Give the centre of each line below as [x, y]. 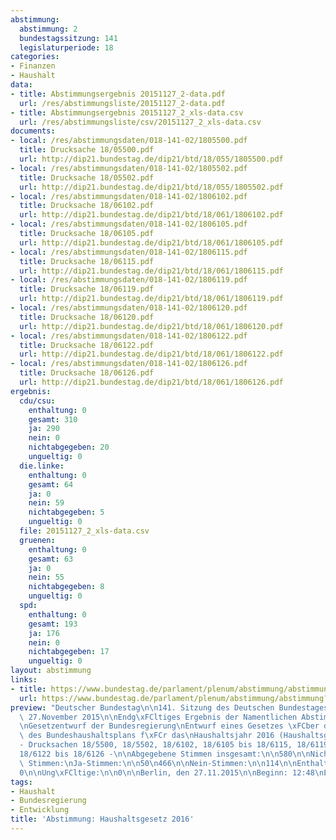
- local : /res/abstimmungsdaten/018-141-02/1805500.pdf [129, 141]
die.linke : [42, 466]
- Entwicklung [40, 810]
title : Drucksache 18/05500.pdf [87, 150]
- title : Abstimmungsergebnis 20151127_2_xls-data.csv [127, 112]
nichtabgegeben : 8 [66, 587]
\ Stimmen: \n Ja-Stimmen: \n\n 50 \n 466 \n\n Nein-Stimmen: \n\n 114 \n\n [158, 763]
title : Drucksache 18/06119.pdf [87, 289]
